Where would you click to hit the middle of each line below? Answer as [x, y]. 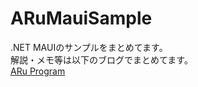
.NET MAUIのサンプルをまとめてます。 [89, 47]
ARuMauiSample [81, 18]
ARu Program [38, 71]
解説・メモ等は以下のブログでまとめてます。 [101, 59]
